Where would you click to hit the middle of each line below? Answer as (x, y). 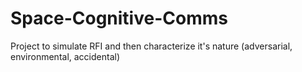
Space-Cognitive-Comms (119, 18)
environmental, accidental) (65, 56)
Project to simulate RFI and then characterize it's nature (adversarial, (151, 46)
